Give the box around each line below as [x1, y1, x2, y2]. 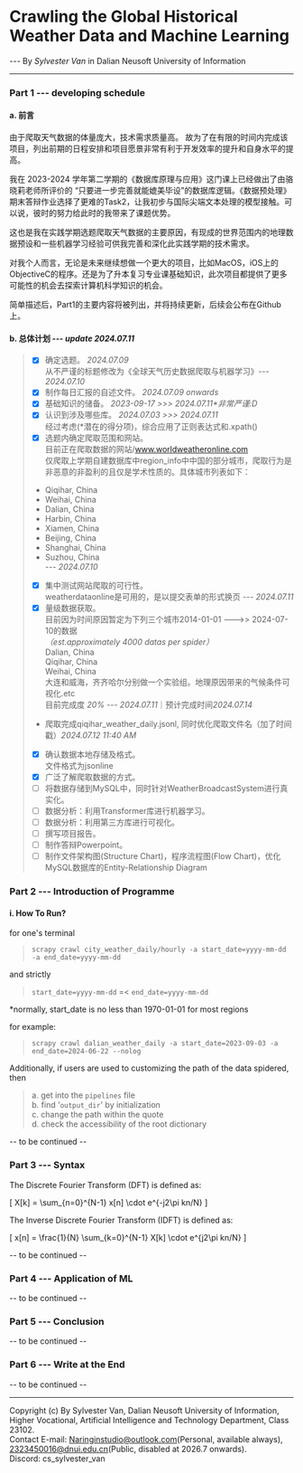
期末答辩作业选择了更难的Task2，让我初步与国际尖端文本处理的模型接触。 [9, 196, 285, 207]
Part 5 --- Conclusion [9, 1315, 105, 1327]
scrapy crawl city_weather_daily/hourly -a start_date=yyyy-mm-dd [31, 945, 287, 955]
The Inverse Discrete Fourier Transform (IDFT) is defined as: [9, 1214, 234, 1225]
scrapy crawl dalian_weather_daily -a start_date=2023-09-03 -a [31, 1039, 279, 1048]
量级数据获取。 [44, 602, 101, 613]
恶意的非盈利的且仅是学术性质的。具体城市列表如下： [52, 466, 251, 477]
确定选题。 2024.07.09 [44, 354, 129, 365]
